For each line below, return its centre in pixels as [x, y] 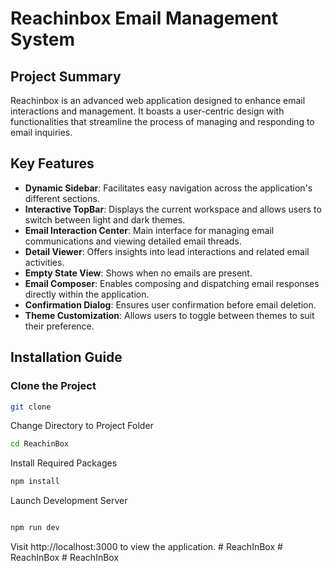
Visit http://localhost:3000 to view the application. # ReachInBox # [146, 546]
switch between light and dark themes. [105, 219]
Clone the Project [53, 386]
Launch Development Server [69, 501]
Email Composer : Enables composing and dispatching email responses [172, 283]
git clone [31, 407]
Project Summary [66, 76]
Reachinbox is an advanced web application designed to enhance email [158, 100]
